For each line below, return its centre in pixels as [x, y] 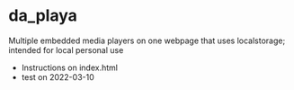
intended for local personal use [66, 49]
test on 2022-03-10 [58, 76]
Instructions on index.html [70, 67]
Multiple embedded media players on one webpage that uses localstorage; [147, 40]
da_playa [43, 16]
